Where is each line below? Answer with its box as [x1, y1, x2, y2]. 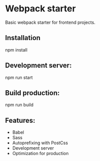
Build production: [5, 89, 60, 97]
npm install [5, 47, 28, 53]
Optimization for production [12, 151, 69, 157]
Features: [5, 116, 36, 124]
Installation [5, 34, 41, 42]
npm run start [5, 74, 33, 80]
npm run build [5, 102, 34, 108]
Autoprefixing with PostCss [12, 140, 68, 146]
